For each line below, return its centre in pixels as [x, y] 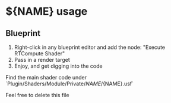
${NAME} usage [47, 11]
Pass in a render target [42, 60]
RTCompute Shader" [39, 54]
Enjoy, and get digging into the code [58, 66]
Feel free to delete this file [37, 95]
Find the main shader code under [46, 77]
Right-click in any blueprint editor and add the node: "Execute [90, 47]
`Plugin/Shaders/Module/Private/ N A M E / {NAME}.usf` [70, 84]
